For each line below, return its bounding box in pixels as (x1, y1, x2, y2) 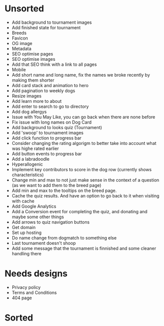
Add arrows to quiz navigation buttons (11, 219, 90, 225)
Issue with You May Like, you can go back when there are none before (11, 114, 156, 120)
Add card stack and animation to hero (11, 82, 89, 88)
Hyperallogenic (11, 161, 43, 167)
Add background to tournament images (11, 19, 92, 25)
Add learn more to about (11, 98, 62, 104)
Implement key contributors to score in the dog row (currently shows (11, 166, 152, 172)
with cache (11, 198, 35, 204)
